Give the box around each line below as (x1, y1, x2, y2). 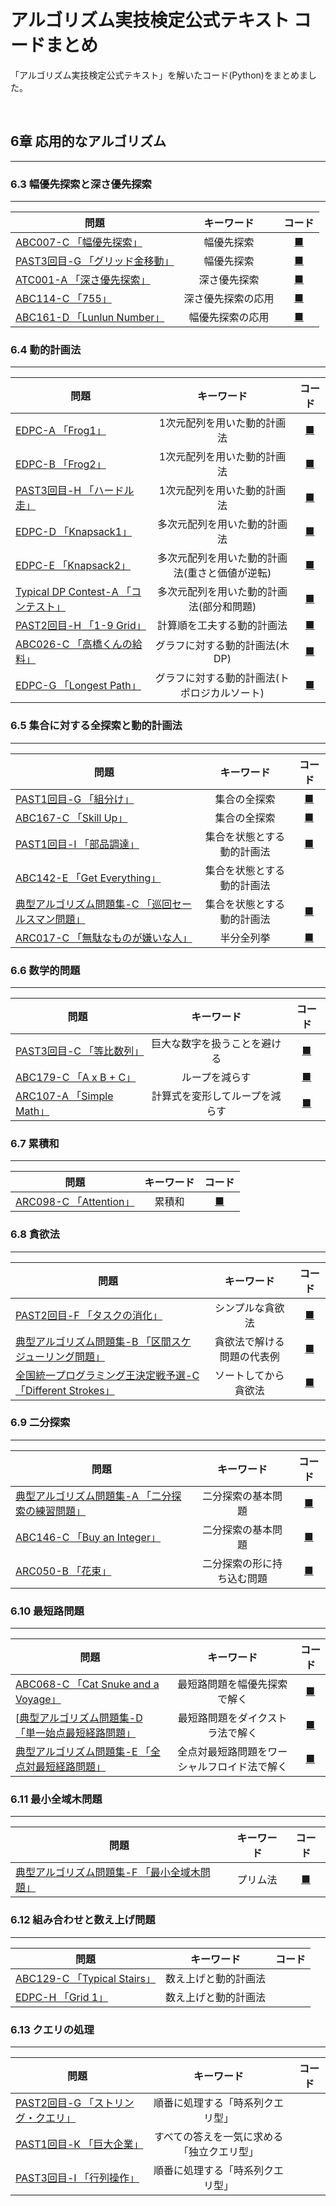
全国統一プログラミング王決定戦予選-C (15, 1368, 200, 1382)
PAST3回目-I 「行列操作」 (15, 2171, 140, 2185)
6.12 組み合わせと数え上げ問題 (10, 1913, 156, 1927)
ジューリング (15, 1349, 75, 1363)
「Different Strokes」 (15, 1383, 115, 1397)
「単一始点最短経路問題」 (15, 1726, 137, 1740)
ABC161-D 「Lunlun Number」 (15, 311, 165, 325)
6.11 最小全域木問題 (10, 1792, 103, 1806)
